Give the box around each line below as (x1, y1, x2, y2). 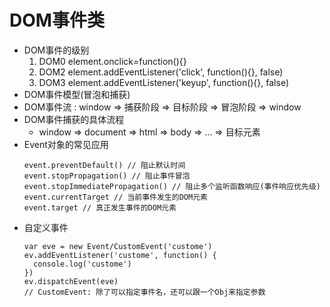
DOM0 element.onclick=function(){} (38, 55, 187, 67)
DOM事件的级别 (23, 44, 90, 56)
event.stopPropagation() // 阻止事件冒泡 (23, 171, 191, 181)
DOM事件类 (9, 9, 105, 32)
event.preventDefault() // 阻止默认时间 (23, 160, 186, 170)
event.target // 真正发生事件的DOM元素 (23, 202, 177, 213)
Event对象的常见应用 (23, 138, 109, 150)
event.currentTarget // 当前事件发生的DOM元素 (23, 192, 208, 202)
